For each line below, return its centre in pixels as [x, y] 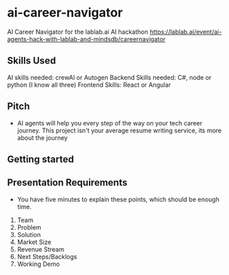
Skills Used [32, 61]
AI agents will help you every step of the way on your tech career [110, 123]
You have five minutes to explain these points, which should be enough [118, 199]
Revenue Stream [40, 249]
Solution [29, 234]
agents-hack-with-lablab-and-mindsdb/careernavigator [86, 39]
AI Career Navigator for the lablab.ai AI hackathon [78, 32]
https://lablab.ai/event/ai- [186, 32]
